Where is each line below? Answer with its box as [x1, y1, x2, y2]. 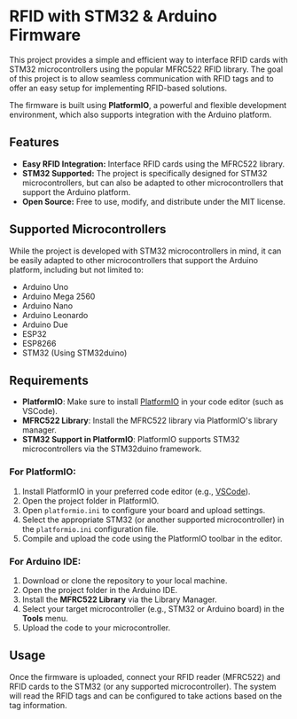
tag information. [9, 699, 68, 710]
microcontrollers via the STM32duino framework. [21, 443, 202, 454]
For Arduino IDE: [9, 555, 82, 567]
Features [9, 135, 59, 150]
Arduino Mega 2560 [21, 291, 96, 301]
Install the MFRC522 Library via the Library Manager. [21, 594, 217, 605]
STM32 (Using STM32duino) [21, 348, 128, 358]
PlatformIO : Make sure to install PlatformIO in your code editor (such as [21, 396, 284, 407]
